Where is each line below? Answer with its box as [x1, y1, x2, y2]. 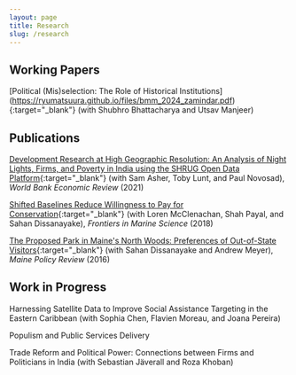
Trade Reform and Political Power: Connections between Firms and [9, 347, 254, 357]
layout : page [9, 12, 58, 22]
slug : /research [9, 29, 69, 38]
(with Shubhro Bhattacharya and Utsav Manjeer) [77, 105, 254, 115]
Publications [9, 130, 81, 145]
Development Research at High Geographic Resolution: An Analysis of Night [9, 154, 286, 164]
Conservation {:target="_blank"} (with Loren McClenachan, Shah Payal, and [9, 209, 284, 219]
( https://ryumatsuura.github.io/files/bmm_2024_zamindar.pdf [9, 95, 233, 106]
